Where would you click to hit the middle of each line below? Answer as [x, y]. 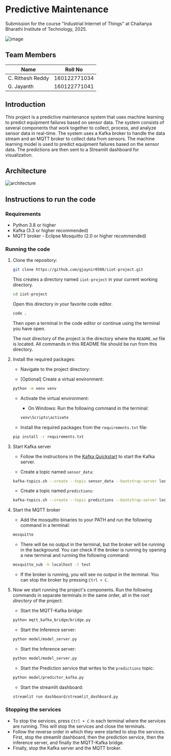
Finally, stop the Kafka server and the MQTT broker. [67, 748]
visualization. [19, 155]
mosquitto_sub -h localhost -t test [52, 565]
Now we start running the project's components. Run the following [82, 590]
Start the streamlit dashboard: [52, 687]
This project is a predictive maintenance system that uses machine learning [85, 117]
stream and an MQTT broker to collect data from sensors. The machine [80, 139]
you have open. [29, 328]
